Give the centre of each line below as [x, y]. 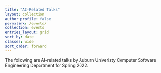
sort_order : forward [26, 46]
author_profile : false [28, 19]
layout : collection [25, 14]
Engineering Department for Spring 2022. [47, 65]
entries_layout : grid [27, 32]
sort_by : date [20, 37]
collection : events [25, 28]
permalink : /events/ [26, 23]
